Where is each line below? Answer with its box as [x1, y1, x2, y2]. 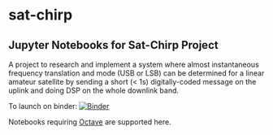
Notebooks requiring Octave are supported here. [8, 117, 172, 127]
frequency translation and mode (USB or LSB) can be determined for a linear [8, 68, 265, 78]
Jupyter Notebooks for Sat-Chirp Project [8, 38, 219, 52]
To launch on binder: [8, 102, 78, 111]
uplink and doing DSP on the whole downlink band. [8, 85, 180, 95]
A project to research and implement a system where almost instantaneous [8, 59, 260, 69]
